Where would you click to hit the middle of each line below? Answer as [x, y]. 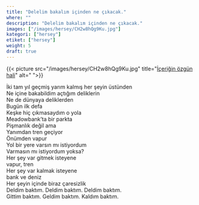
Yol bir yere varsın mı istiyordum [47, 145]
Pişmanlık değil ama [31, 126]
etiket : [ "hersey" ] [31, 40]
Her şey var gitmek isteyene [41, 158]
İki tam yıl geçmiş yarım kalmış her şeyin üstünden [69, 87]
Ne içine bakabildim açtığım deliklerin [53, 93]
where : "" [19, 18]
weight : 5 [19, 46]
